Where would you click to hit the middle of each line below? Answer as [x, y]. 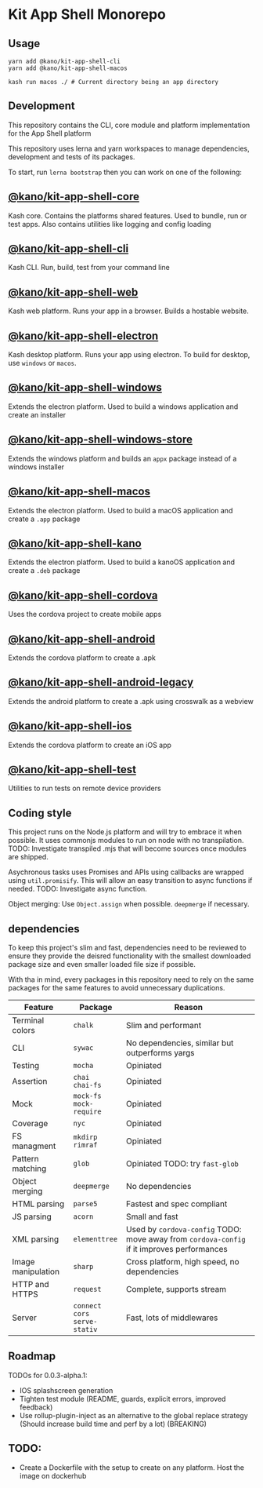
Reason [189, 1007]
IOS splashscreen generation [66, 1390]
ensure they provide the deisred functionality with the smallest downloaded [130, 956]
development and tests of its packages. [72, 157]
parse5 [85, 1204]
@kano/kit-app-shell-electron [83, 336]
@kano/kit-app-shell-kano [75, 543]
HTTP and [31, 1284]
